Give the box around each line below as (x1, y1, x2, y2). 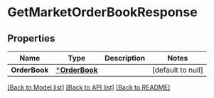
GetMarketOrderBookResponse (7, 4, 198, 20)
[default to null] (151, 65, 204, 75)
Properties (7, 32, 55, 44)
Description (105, 54, 146, 63)
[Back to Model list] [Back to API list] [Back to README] (7, 83, 171, 92)
